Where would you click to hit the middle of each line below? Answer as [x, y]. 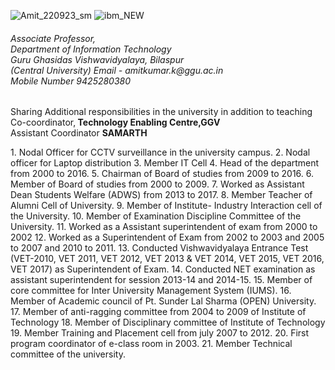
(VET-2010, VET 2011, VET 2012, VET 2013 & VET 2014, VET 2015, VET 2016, [167, 259]
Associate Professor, [53, 38]
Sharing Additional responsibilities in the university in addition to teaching [161, 112]
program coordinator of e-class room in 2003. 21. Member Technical [151, 344]
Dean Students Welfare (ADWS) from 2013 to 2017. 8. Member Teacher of [161, 195]
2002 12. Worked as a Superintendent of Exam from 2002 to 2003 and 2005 [167, 237]
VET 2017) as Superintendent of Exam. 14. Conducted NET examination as [163, 269]
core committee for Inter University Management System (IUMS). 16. [151, 291]
